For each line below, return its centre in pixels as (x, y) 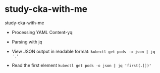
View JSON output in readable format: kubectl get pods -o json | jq (83, 51)
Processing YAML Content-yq (42, 32)
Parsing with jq (27, 42)
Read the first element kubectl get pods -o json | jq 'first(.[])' (81, 65)
